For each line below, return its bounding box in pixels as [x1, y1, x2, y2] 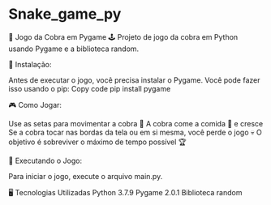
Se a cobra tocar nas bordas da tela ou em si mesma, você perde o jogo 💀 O [8, 127, 262, 137]
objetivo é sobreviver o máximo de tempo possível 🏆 [8, 137, 187, 147]
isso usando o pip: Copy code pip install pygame [8, 83, 171, 93]
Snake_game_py [8, 5, 122, 23]
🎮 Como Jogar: [8, 100, 62, 109]
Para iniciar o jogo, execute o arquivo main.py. [8, 171, 163, 181]
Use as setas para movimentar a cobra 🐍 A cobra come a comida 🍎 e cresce [8, 118, 264, 128]
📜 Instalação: [8, 59, 52, 69]
